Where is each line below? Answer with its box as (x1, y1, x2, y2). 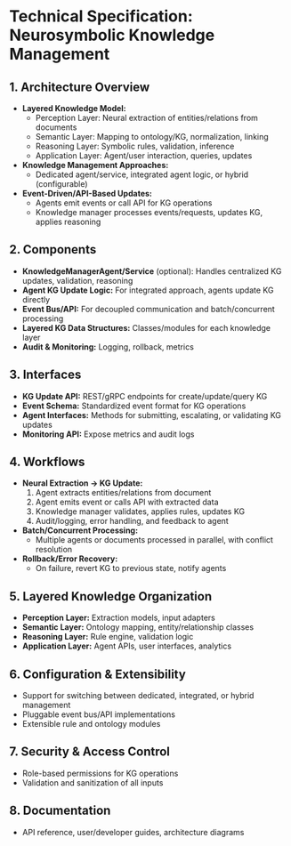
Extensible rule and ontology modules (21, 719, 161, 729)
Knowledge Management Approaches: (21, 160, 169, 170)
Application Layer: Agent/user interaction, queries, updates (35, 150, 253, 161)
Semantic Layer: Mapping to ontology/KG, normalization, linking (35, 132, 269, 141)
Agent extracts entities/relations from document (35, 487, 212, 498)
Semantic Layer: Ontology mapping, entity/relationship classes (21, 622, 255, 632)
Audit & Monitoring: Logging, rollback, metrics (21, 341, 194, 352)
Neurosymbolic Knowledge (9, 25, 215, 45)
